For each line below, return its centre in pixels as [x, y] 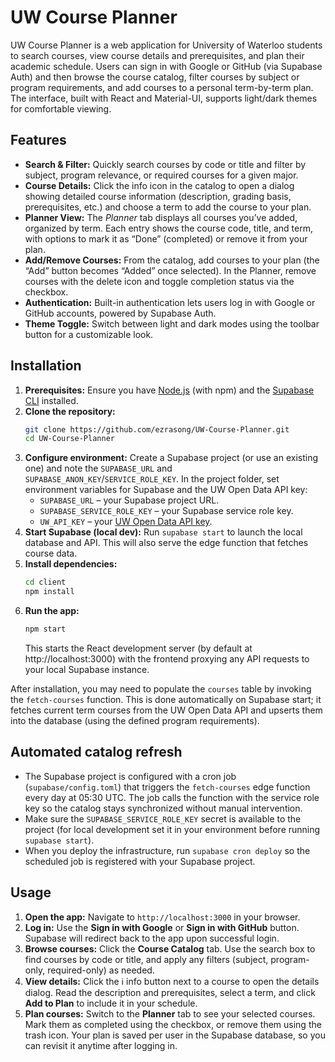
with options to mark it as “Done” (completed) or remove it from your [166, 238]
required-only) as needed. [101, 970]
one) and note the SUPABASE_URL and [98, 468]
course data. [51, 553]
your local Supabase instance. [87, 669]
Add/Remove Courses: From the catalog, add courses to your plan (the [172, 260]
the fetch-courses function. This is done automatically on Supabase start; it [166, 699]
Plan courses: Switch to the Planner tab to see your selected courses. [170, 1013]
